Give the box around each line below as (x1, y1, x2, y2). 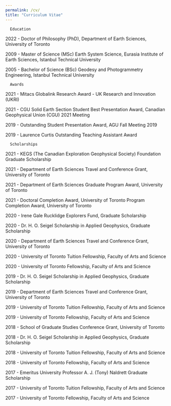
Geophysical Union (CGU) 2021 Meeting (5, 112, 90, 118)
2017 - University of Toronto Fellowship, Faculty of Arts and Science (5, 395, 150, 401)
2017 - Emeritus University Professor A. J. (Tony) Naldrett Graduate (5, 369, 148, 376)
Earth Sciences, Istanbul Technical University (5, 56, 101, 62)
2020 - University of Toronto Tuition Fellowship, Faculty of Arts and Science (5, 253, 166, 259)
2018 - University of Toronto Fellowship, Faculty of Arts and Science (5, 359, 150, 365)
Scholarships (10, 142, 38, 147)
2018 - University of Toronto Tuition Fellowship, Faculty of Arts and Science (5, 349, 165, 356)
